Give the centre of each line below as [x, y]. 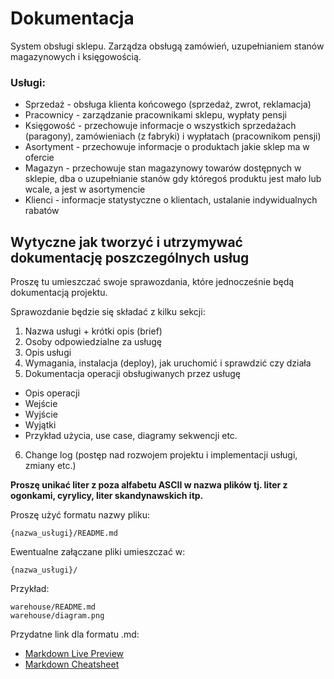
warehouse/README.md [53, 607]
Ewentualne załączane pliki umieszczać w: [98, 552]
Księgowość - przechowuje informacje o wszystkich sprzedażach [160, 126]
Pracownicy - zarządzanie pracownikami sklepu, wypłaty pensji [155, 115]
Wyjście [41, 414]
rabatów [42, 211]
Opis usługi [48, 353]
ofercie [39, 158]
